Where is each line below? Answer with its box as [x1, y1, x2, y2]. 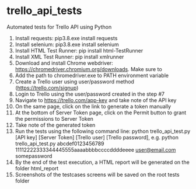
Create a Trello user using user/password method [15, 78, 135, 85]
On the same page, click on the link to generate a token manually [15, 103, 171, 110]
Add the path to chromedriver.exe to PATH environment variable [15, 72, 169, 79]
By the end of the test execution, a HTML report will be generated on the [15, 159, 190, 166]
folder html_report [15, 164, 59, 171]
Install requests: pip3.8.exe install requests [15, 34, 118, 41]
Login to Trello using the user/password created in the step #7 [15, 90, 165, 97]
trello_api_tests [6, 4, 82, 17]
